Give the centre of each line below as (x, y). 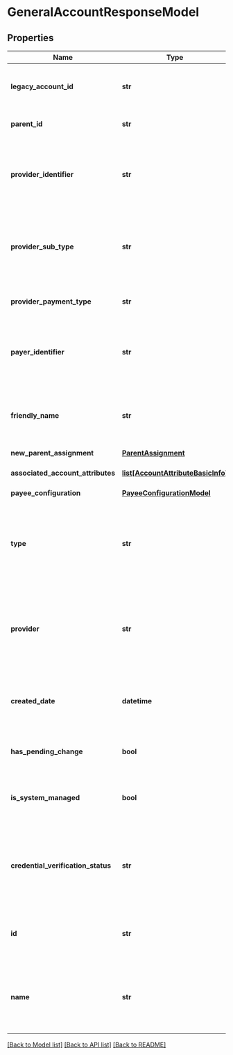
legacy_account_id (42, 86)
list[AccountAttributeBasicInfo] (175, 473)
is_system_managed (45, 798)
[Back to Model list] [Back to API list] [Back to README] (87, 1045)
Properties (31, 38)
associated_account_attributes (63, 473)
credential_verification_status (61, 866)
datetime (137, 701)
